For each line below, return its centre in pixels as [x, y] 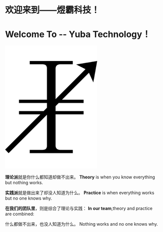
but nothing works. [24, 183]
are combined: [20, 214]
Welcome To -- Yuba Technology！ [78, 34]
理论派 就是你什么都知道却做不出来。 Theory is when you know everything [80, 177]
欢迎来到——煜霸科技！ [53, 10]
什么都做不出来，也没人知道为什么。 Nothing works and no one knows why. [81, 224]
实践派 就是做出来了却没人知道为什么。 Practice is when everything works [80, 193]
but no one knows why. [29, 198]
